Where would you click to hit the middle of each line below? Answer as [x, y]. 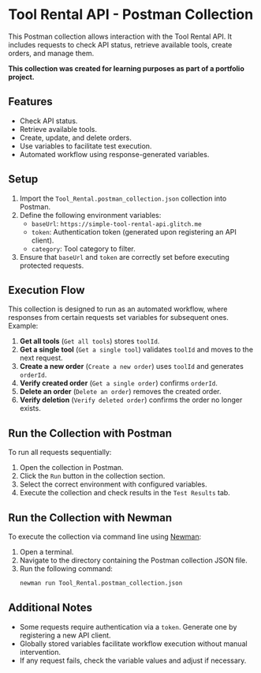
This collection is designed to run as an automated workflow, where [118, 309]
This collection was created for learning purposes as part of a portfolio [126, 68]
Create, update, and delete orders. [75, 137]
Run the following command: [66, 569]
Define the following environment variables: [90, 215]
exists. [30, 408]
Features [30, 102]
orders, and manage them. [51, 53]
